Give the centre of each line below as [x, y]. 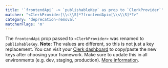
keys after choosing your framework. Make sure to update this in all [76, 55]
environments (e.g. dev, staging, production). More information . [72, 60]
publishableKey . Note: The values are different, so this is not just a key [80, 44]
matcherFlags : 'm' [25, 24]
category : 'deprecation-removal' [41, 19]
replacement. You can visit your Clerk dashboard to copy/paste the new [81, 49]
